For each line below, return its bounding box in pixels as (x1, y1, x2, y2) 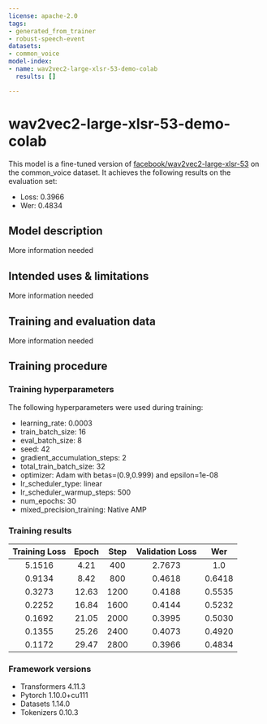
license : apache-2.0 (8, 11, 79, 20)
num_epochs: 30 (19, 495, 77, 505)
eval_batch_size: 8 (19, 435, 83, 445)
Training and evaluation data (8, 314, 156, 328)
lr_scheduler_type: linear (19, 478, 103, 488)
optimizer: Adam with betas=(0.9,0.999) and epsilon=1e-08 (19, 469, 219, 480)
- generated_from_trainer (8, 27, 96, 35)
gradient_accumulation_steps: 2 (19, 452, 127, 462)
